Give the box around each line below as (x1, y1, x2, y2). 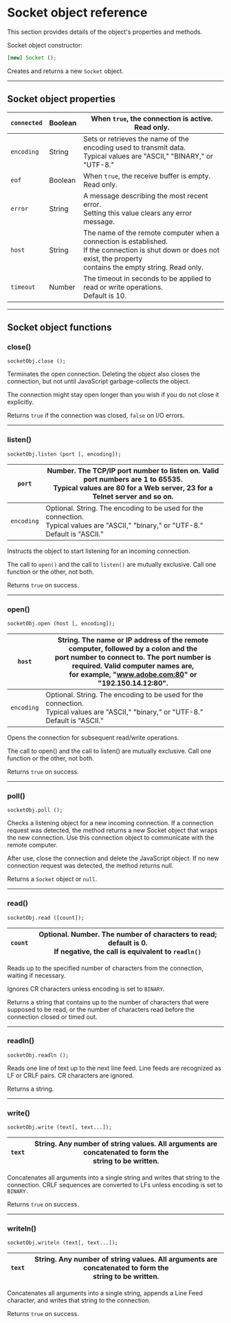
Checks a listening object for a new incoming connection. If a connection (7, 819, 214, 827)
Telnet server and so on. (92, 492, 174, 501)
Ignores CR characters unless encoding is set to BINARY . (7, 984, 165, 993)
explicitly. (7, 398, 34, 406)
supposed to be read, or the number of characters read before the (7, 1005, 195, 1013)
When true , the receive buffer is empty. (83, 171, 211, 181)
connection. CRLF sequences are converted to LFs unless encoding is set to (7, 1181, 223, 1189)
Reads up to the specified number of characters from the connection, (7, 964, 204, 972)
